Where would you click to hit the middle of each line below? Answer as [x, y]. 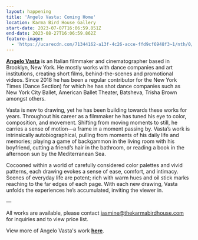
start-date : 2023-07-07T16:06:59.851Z [54, 28]
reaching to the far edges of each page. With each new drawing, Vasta [92, 184]
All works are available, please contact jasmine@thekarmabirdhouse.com [95, 213]
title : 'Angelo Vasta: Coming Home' [51, 17]
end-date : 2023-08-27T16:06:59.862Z [51, 34]
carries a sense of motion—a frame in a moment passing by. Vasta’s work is [98, 129]
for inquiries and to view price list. [47, 219]
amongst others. [26, 98]
